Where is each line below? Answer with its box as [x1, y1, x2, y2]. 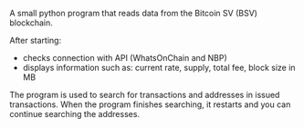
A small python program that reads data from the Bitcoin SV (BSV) [9, 8, 258, 18]
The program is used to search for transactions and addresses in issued [9, 90, 280, 100]
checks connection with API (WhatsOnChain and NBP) [22, 53, 228, 63]
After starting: [9, 35, 62, 45]
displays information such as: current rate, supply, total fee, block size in [22, 63, 296, 73]
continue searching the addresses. [9, 109, 140, 119]
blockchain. [9, 17, 53, 28]
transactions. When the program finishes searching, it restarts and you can [9, 99, 291, 110]
